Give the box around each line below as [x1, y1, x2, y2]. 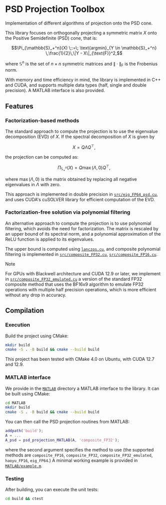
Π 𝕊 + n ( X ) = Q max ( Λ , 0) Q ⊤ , [57, 164, 111, 172]
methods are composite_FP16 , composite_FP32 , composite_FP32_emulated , [5, 452, 153, 458]
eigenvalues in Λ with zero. [5, 181, 61, 187]
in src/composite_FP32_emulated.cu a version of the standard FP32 [5, 276, 142, 282]
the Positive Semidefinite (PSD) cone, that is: [5, 35, 97, 41]
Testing [5, 475, 24, 482]
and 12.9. [5, 361, 24, 367]
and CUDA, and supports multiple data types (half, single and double [5, 82, 146, 88]
